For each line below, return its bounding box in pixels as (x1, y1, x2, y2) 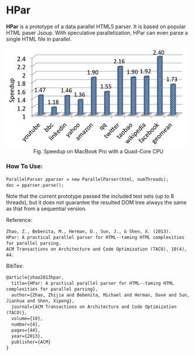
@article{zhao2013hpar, (6, 274, 64, 280)
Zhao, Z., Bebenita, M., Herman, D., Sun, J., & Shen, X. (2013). (6, 229, 172, 234)
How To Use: (6, 162, 43, 170)
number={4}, (11, 321, 41, 327)
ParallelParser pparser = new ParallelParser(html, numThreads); (6, 176, 169, 182)
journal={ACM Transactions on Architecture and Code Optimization (11, 304, 177, 310)
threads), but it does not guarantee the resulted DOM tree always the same (6, 199, 187, 206)
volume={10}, (11, 315, 43, 321)
